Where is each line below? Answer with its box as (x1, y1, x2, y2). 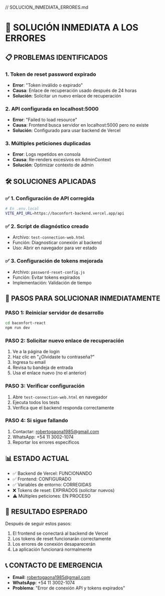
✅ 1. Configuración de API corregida (5, 194, 94, 202)
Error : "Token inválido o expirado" (12, 82, 83, 88)
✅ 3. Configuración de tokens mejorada (5, 257, 103, 264)
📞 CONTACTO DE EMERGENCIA (5, 561, 103, 569)
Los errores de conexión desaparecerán (12, 541, 96, 547)
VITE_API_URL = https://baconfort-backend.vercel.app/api (5, 211, 124, 216)
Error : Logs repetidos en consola (12, 151, 81, 157)
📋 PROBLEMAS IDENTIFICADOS (5, 53, 108, 62)
